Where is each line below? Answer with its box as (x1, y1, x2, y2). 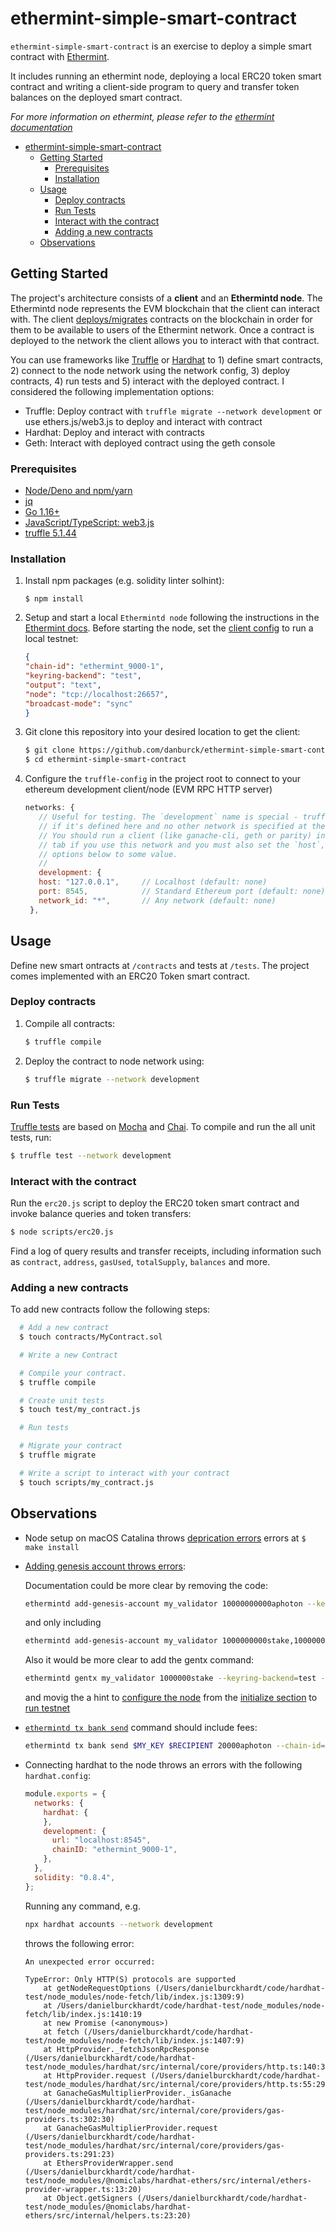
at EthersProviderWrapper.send (43, 2158, 174, 2168)
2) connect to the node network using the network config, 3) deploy (10, 364, 291, 376)
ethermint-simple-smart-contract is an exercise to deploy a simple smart (10, 40, 312, 52)
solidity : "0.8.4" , (34, 1872, 116, 1882)
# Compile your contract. (19, 1368, 128, 1378)
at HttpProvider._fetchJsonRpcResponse (43, 2044, 210, 2054)
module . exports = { (24, 1789, 107, 1799)
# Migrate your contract (19, 1441, 123, 1451)
